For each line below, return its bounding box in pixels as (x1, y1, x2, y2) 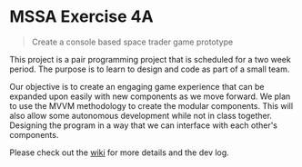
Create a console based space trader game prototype (31, 36, 234, 47)
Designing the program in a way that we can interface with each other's (9, 120, 278, 131)
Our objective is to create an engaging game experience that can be (9, 81, 265, 92)
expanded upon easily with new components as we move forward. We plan (9, 91, 291, 102)
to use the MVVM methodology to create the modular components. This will (9, 100, 294, 111)
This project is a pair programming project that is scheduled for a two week (9, 54, 291, 64)
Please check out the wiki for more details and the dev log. (9, 147, 229, 158)
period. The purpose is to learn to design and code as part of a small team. (9, 64, 290, 74)
